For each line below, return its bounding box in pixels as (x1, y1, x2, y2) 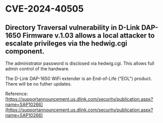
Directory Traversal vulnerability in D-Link (5, 23, 140, 32)
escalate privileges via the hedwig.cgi (5, 39, 128, 48)
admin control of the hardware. (5, 66, 70, 71)
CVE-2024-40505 (5, 3, 84, 15)
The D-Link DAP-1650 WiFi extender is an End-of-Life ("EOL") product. (5, 75, 152, 81)
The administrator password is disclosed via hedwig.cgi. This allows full (5, 60, 155, 66)
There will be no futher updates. (5, 81, 72, 87)
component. (5, 47, 44, 56)
